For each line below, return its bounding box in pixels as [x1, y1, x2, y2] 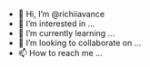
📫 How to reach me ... [17, 48, 103, 58]
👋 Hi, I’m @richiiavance [17, 9, 105, 19]
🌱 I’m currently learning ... [17, 28, 115, 38]
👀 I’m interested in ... [17, 18, 95, 29]
